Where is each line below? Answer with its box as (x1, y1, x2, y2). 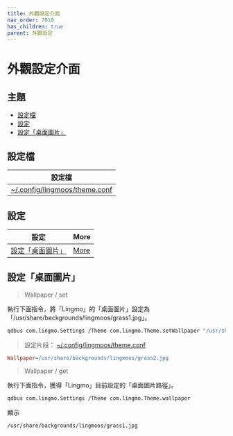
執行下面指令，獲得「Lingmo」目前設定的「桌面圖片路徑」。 (7, 381, 178, 390)
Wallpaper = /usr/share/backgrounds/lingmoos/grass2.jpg (7, 354, 169, 361)
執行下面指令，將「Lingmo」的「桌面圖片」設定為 (7, 304, 150, 313)
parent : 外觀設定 (7, 29, 53, 37)
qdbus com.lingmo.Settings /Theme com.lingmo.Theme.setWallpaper (7, 327, 200, 334)
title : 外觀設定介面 (7, 10, 60, 17)
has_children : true (7, 23, 64, 30)
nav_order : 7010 (7, 17, 54, 24)
